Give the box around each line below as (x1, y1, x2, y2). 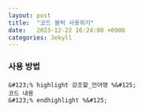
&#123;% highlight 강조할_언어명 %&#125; (8, 80, 137, 89)
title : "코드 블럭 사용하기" (8, 19, 95, 27)
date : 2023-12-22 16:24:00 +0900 (8, 26, 126, 34)
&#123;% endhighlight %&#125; (8, 96, 108, 104)
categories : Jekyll (8, 33, 73, 42)
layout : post (8, 11, 51, 20)
